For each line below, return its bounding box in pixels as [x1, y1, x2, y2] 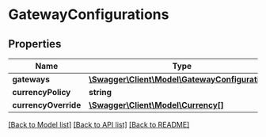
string [88, 87, 112, 97]
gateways [12, 74, 50, 85]
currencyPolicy [12, 87, 71, 97]
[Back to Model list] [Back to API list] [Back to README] [8, 120, 190, 129]
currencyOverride [12, 100, 82, 110]
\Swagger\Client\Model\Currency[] [88, 100, 224, 110]
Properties [8, 37, 62, 51]
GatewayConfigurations [8, 6, 169, 24]
